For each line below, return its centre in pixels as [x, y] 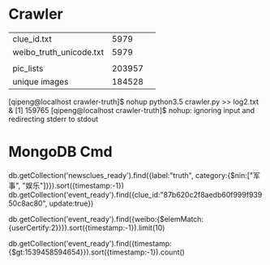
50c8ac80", [28, 203]
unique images [41, 81]
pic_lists [28, 68]
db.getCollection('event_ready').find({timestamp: [90, 243]
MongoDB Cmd [60, 152]
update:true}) [71, 203]
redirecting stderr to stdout [54, 119]
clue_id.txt [32, 39]
